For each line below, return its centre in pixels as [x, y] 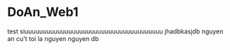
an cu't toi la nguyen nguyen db [53, 38]
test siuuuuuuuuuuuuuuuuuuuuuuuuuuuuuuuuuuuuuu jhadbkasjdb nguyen [115, 31]
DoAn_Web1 [43, 12]
